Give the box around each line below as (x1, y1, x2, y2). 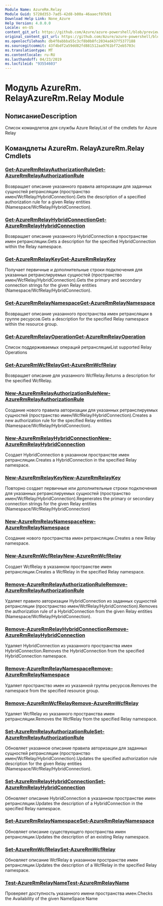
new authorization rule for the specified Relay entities (5, 417, 112, 423)
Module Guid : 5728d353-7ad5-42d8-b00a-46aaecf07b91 (5, 12, 112, 17)
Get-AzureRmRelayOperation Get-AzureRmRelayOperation (5, 333, 146, 340)
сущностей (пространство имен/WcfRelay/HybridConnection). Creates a (5, 412, 152, 418)
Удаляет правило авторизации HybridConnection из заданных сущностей (5, 598, 157, 604)
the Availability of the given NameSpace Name (5, 896, 98, 902)
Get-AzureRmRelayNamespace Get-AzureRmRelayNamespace (5, 300, 155, 306)
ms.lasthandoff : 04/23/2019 (5, 57, 62, 62)
